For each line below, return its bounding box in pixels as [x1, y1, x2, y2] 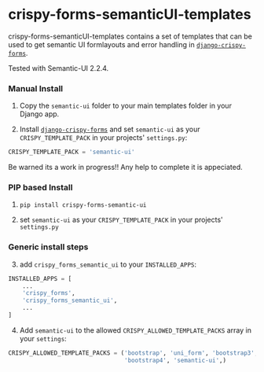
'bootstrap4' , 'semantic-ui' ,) [124, 356, 226, 364]
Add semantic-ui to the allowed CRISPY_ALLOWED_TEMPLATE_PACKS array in [19, 325, 251, 335]
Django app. [19, 109, 60, 119]
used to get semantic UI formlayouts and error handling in [8, 39, 195, 49]
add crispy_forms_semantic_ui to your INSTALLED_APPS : [19, 260, 197, 269]
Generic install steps [8, 241, 89, 252]
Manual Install [8, 83, 64, 94]
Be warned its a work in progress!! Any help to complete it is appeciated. [8, 163, 244, 172]
